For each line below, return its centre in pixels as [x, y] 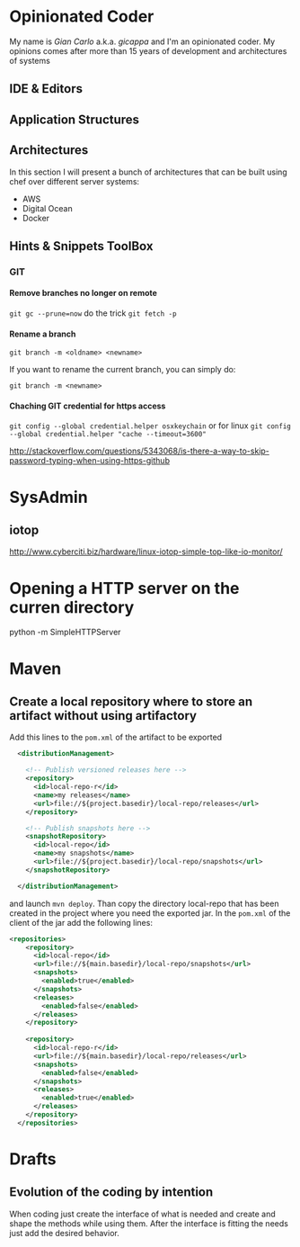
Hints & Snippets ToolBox [81, 246]
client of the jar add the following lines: [81, 922]
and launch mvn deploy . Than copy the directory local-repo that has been [144, 903]
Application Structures [75, 119]
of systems [30, 60]
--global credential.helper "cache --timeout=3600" [108, 435]
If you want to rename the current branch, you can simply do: [123, 370]
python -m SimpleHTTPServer [65, 632]
